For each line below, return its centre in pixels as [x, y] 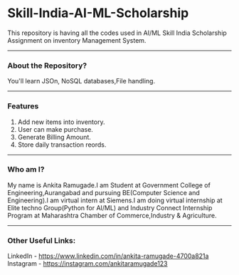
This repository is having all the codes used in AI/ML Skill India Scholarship [117, 33]
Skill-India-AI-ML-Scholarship [98, 13]
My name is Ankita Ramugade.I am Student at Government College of [109, 185]
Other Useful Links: [42, 240]
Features [23, 106]
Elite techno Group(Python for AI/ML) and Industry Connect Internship [110, 207]
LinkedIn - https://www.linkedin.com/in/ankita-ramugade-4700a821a [108, 256]
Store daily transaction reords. [62, 145]
